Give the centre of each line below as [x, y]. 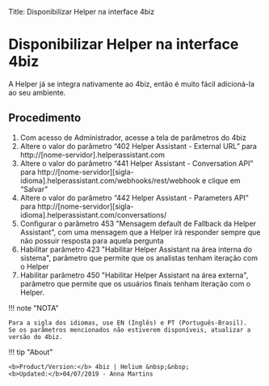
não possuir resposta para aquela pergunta [92, 240]
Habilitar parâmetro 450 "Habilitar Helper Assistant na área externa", [134, 275]
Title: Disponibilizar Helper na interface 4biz [82, 12]
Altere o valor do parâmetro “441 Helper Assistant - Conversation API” [137, 163]
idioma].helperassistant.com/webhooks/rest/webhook [110, 180]
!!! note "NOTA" [34, 308]
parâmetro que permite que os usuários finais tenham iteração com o [135, 283]
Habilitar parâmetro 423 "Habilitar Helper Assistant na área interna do [136, 249]
